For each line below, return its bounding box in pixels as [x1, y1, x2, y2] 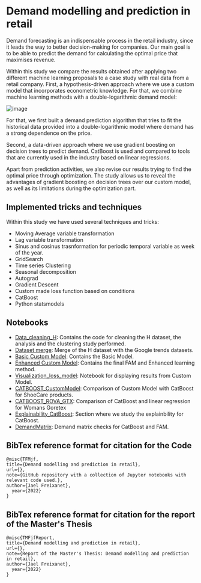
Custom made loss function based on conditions [14, 287, 135, 294]
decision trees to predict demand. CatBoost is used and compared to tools [6, 147, 190, 155]
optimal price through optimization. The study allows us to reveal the [6, 171, 176, 179]
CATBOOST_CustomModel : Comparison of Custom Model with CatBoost [14, 384, 194, 392]
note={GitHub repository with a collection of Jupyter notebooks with [6, 472, 187, 478]
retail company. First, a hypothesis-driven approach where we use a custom [6, 80, 194, 88]
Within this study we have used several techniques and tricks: [6, 218, 159, 225]
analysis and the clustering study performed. [14, 340, 126, 347]
